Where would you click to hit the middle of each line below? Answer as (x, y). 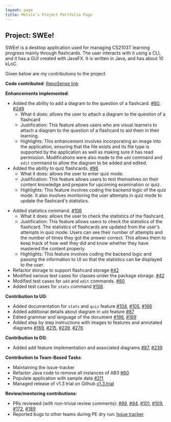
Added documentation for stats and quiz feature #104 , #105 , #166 (82, 306)
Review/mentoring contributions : (41, 393)
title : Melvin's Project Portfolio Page (49, 15)
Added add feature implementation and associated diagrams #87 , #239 (88, 348)
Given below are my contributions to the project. (56, 74)
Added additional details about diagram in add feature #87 (73, 312)
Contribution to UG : (26, 297)
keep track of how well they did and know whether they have (84, 243)
